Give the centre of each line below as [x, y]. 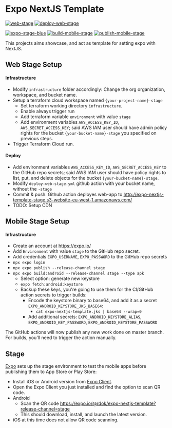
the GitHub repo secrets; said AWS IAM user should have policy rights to [89, 172]
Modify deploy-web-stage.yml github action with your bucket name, [84, 183]
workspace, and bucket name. [45, 95]
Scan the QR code [40, 403]
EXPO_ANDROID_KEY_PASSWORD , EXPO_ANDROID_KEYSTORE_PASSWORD [93, 322]
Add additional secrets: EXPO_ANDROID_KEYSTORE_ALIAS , [85, 317]
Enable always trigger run [47, 111]
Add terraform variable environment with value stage [75, 117]
